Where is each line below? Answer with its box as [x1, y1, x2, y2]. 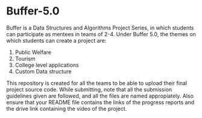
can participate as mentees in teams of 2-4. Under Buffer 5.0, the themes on [6, 30, 196, 37]
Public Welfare [14, 48, 51, 55]
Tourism [14, 55, 36, 62]
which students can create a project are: [6, 37, 107, 44]
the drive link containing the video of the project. [6, 105, 127, 112]
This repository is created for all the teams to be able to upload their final [6, 79, 188, 87]
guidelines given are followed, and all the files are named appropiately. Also [6, 92, 194, 99]
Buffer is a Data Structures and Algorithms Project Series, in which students [6, 24, 194, 31]
